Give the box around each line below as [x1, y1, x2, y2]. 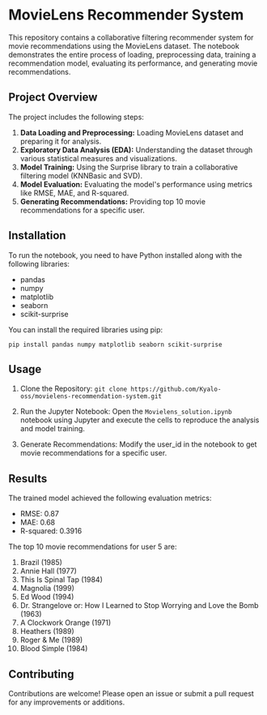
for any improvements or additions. [8, 697, 125, 707]
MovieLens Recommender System [8, 6, 244, 24]
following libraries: [8, 259, 70, 268]
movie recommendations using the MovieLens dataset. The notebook [8, 41, 240, 50]
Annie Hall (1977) [19, 566, 77, 576]
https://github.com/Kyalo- [130, 385, 222, 394]
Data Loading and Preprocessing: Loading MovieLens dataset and [19, 127, 244, 137]
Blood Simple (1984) [19, 644, 88, 653]
